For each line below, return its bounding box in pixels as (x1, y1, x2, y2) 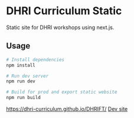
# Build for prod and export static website (6, 89, 117, 95)
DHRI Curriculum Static (6, 4, 122, 18)
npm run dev (6, 78, 35, 84)
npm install (6, 62, 35, 68)
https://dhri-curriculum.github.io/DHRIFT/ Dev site (6, 106, 128, 112)
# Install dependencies (6, 56, 65, 63)
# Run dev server (6, 73, 49, 79)
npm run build (6, 95, 41, 101)
